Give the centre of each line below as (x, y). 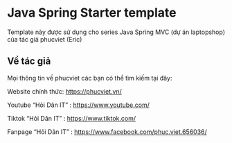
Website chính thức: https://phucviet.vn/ (65, 91)
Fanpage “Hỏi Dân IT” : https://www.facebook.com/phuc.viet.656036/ (107, 132)
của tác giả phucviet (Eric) (45, 39)
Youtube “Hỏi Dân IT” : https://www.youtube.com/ (79, 105)
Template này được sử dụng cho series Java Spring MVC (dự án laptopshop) (116, 32)
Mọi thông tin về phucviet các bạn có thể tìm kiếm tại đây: (90, 78)
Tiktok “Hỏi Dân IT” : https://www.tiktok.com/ (72, 118)
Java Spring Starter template (92, 13)
